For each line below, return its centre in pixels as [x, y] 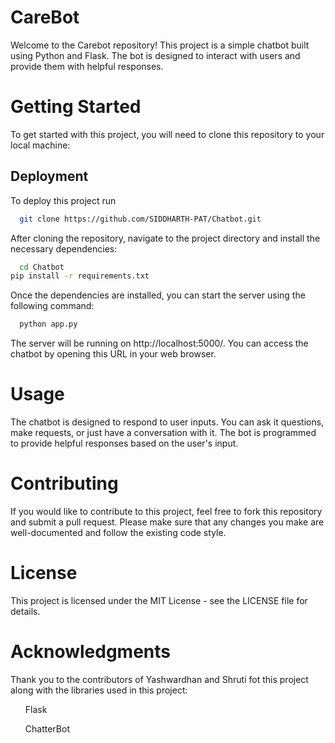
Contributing [64, 483]
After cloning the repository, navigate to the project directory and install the [165, 238]
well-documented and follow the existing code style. [118, 533]
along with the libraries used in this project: [99, 690]
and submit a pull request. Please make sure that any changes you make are [167, 522]
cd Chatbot [42, 267]
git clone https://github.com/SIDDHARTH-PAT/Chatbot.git [140, 219]
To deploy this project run [63, 200]
